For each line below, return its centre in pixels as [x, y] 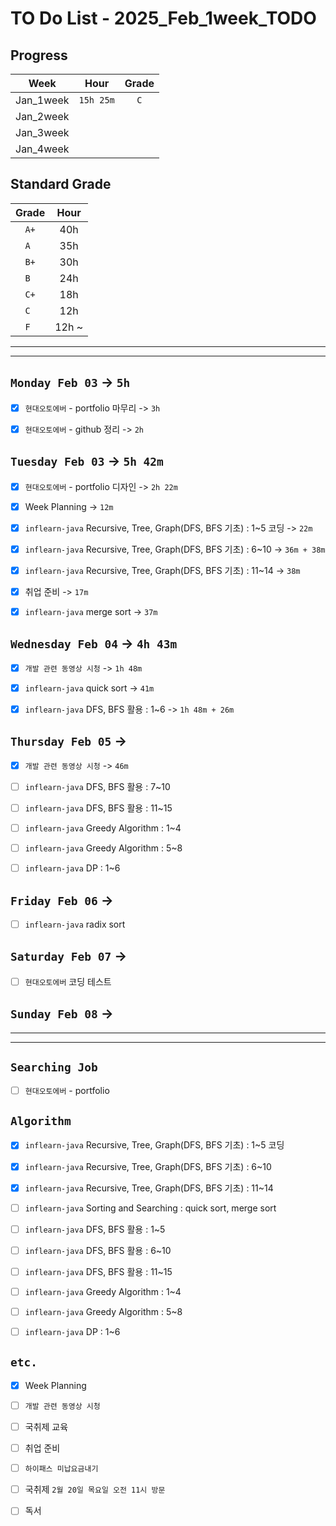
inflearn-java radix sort [75, 924]
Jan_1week [42, 100]
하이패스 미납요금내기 [61, 1469]
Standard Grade [61, 184]
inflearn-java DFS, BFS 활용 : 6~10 [98, 1250]
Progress [39, 55]
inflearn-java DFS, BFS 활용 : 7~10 [97, 786]
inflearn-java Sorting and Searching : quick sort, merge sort [150, 1208]
